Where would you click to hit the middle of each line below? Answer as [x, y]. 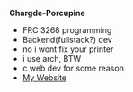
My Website [44, 78]
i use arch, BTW [52, 59]
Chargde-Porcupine [47, 13]
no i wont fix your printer [68, 49]
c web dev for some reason [73, 68]
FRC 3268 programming [67, 30]
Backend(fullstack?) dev [67, 40]
